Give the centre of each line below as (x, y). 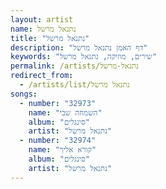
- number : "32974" (58, 141)
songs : (24, 94)
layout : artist (42, 19)
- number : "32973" (58, 103)
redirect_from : (42, 76)
